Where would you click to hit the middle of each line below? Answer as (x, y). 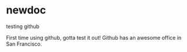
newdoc (26, 10)
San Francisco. (24, 44)
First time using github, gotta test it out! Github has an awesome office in (94, 37)
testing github (23, 26)
